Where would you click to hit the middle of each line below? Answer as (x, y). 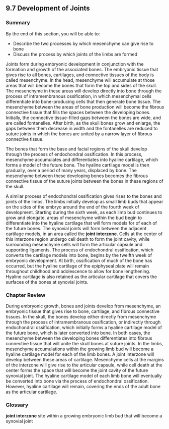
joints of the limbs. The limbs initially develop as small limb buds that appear (84, 201)
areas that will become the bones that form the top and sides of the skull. (81, 85)
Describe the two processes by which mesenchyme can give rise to (83, 43)
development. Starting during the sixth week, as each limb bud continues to (84, 212)
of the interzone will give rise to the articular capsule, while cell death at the (84, 365)
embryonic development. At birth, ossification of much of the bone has (79, 260)
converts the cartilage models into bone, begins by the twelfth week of (79, 255)
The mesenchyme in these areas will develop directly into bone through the (84, 91)
